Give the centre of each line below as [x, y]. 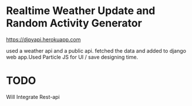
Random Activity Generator [74, 23]
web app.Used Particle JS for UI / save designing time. [72, 57]
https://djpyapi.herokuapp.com [43, 39]
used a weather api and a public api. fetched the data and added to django [96, 50]
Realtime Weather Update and [81, 11]
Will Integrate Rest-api [33, 97]
